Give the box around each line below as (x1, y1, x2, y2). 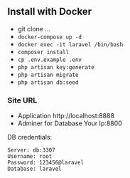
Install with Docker (7, 6, 92, 18)
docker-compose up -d (17, 33, 82, 41)
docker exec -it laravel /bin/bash (17, 41, 124, 48)
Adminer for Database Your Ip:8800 (17, 119, 122, 127)
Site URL (7, 95, 38, 105)
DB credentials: (7, 133, 53, 142)
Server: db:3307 (7, 147, 55, 154)
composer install (17, 48, 70, 56)
